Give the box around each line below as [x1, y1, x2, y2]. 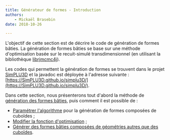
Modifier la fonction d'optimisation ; [12, 118, 87, 125]
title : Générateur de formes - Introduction [5, 7, 101, 13]
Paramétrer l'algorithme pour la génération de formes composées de [12, 107, 157, 114]
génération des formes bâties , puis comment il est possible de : [5, 98, 138, 104]
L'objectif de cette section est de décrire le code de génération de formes [5, 40, 159, 46]
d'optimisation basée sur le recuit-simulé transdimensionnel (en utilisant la [5, 51, 161, 57]
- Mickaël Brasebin [14, 17, 56, 22]
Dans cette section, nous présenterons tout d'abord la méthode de [5, 92, 145, 98]
